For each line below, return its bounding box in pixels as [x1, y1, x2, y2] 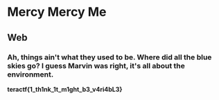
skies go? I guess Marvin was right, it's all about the [7, 61, 186, 70]
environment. [7, 70, 54, 79]
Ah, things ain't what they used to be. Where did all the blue [7, 52, 212, 62]
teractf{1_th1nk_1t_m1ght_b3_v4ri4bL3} [7, 85, 123, 93]
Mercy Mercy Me [7, 4, 107, 20]
